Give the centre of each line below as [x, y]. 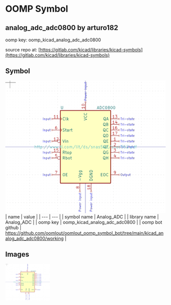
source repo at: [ [23, 50]
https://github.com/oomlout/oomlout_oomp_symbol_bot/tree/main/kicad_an [84, 233]
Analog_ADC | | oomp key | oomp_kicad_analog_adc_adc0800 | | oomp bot [84, 222]
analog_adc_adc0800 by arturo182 [62, 28]
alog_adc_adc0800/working [35, 238]
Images [17, 254]
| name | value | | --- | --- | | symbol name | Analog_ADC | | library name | [82, 216]
